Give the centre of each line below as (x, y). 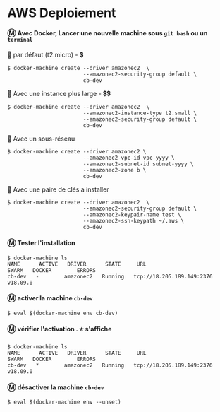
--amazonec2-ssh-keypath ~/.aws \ (134, 221)
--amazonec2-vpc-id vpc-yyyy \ (129, 158)
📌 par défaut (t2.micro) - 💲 (45, 55)
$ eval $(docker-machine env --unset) (64, 402)
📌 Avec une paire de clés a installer (58, 189)
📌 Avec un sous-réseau (41, 139)
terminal (20, 40)
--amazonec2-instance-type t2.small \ (140, 113)
